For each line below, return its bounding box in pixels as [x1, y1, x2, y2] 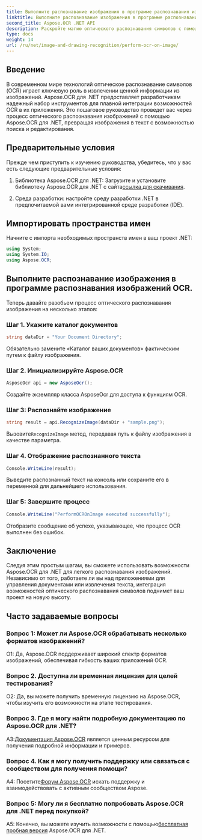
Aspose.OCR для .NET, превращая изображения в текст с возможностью [6, 118, 194, 126]
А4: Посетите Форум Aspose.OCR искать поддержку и [6, 778, 145, 785]
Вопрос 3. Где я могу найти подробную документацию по [6, 714, 186, 723]
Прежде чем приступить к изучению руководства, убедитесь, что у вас [6, 159, 191, 166]
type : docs [6, 31, 34, 37]
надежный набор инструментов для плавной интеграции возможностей [6, 100, 192, 107]
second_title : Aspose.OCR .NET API [6, 20, 96, 26]
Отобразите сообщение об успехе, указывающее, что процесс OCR [6, 522, 181, 529]
